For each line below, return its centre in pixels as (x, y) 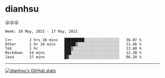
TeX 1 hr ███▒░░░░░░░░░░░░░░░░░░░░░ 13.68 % (73, 48)
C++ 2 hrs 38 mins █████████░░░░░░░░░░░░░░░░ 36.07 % (73, 40)
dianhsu (22, 9)
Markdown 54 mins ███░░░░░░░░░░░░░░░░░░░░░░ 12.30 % (73, 53)
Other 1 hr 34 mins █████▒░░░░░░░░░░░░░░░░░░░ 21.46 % (73, 44)
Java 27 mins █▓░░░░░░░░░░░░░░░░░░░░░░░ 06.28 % (73, 57)
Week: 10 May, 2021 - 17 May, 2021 (41, 31)
